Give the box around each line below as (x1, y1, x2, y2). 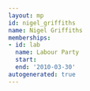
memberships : (8, 33, 51, 42)
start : (15, 56, 37, 64)
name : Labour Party (15, 48, 80, 56)
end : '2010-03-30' (15, 63, 77, 71)
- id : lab (8, 41, 41, 49)
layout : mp (8, 11, 44, 20)
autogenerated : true (8, 70, 77, 78)
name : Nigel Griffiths (8, 26, 83, 34)
